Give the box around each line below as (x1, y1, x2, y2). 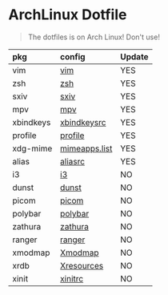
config (59, 51, 86, 62)
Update (119, 51, 150, 62)
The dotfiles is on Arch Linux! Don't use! (27, 32, 160, 42)
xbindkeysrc (59, 116, 106, 127)
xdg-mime (12, 143, 53, 154)
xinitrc (59, 273, 84, 284)
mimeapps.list (59, 143, 113, 154)
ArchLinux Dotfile (8, 6, 127, 24)
